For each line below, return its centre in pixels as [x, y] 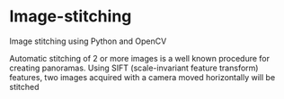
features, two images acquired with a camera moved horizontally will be [142, 77]
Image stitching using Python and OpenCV [88, 41]
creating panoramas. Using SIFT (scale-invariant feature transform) [134, 68]
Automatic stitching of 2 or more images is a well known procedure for [140, 58]
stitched [24, 87]
